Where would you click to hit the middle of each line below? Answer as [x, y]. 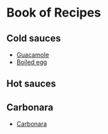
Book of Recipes [54, 13]
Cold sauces [34, 38]
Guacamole [33, 55]
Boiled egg [32, 62]
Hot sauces [31, 84]
